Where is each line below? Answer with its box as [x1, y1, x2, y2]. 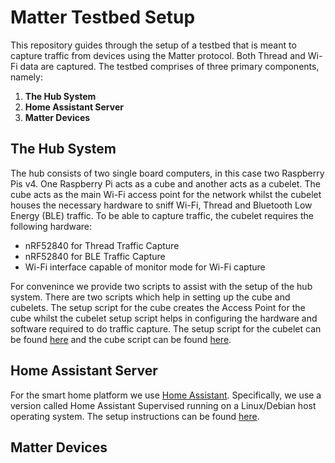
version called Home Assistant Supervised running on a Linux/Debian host [10, 399, 317, 411]
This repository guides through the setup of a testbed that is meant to [10, 39, 297, 51]
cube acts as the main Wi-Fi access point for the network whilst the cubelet [10, 188, 322, 200]
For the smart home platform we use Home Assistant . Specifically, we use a [10, 389, 322, 401]
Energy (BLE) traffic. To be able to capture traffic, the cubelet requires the [10, 209, 314, 221]
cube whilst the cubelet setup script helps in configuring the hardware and [10, 312, 318, 324]
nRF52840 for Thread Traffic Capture [24, 239, 180, 251]
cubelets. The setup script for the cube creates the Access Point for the [10, 301, 306, 313]
